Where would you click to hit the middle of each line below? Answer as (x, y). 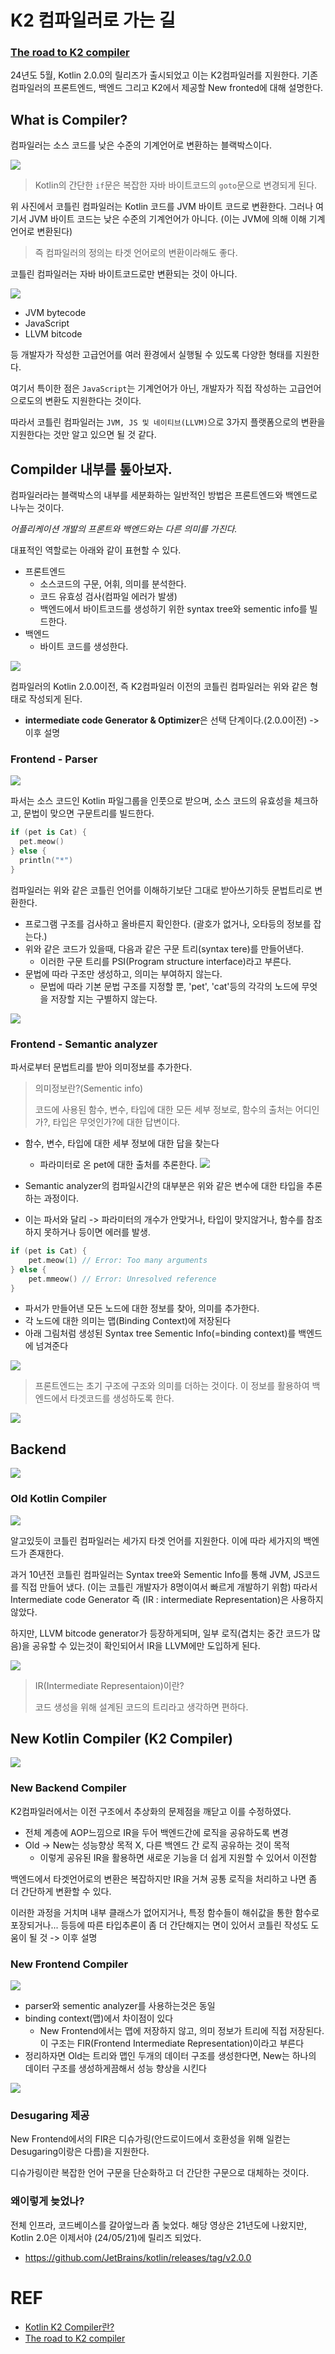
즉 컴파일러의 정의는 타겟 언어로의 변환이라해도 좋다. (136, 253)
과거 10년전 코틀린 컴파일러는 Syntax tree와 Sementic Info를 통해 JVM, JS (157, 1574)
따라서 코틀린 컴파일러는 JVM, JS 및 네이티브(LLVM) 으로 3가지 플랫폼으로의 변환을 (168, 422)
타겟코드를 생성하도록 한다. (122, 1398)
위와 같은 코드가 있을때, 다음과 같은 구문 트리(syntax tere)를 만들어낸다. (164, 948)
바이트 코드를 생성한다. (84, 647)
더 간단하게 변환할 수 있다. (61, 1891)
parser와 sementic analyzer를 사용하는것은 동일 (120, 2005)
